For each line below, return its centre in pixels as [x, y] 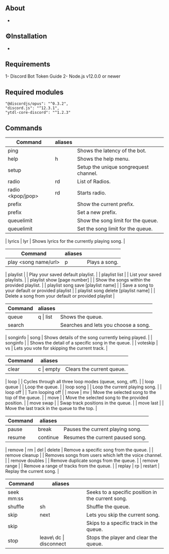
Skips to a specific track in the [122, 523]
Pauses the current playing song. [103, 429]
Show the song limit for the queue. [118, 221]
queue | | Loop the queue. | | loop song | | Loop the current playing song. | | [83, 387]
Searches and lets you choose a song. [105, 325]
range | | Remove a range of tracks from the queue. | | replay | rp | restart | [82, 466]
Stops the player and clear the [122, 537]
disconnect [53, 544]
